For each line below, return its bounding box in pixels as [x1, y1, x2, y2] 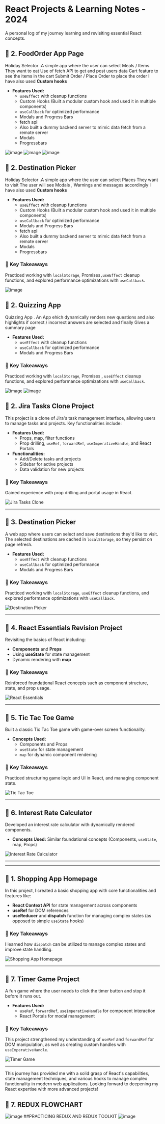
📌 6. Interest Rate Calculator [5, 808, 92, 817]
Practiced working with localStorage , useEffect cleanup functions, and [5, 590, 149, 596]
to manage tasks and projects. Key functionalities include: [5, 420, 122, 426]
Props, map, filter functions [19, 435, 75, 441]
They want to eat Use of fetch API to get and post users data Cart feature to [5, 68, 159, 74]
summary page [5, 324, 36, 330]
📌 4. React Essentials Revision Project [5, 623, 123, 632]
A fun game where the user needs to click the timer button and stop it [5, 988, 146, 994]
